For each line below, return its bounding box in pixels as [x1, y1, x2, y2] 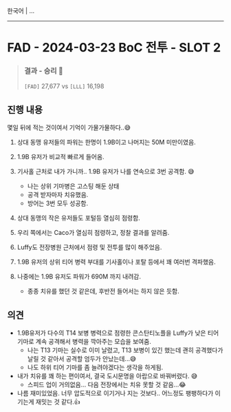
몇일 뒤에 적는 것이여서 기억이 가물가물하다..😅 [7, 123, 131, 132]
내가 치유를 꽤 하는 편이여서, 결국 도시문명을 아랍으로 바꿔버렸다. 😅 [16, 372, 198, 380]
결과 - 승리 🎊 [23, 66, 64, 76]
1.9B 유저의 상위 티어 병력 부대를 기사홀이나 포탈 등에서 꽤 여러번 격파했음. [16, 258, 217, 266]
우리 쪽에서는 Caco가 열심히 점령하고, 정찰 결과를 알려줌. [16, 229, 170, 237]
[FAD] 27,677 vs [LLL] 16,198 [23, 82, 104, 90]
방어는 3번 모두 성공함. [27, 199, 89, 207]
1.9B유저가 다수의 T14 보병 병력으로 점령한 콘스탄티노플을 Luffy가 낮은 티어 [16, 329, 219, 337]
